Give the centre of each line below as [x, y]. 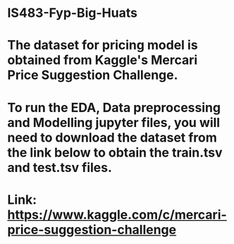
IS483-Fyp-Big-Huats [72, 13]
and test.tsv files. [60, 167]
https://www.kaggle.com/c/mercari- [117, 215]
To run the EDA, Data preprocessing [114, 108]
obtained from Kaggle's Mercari [103, 60]
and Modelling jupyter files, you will [114, 122]
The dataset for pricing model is [103, 45]
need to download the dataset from [112, 137]
